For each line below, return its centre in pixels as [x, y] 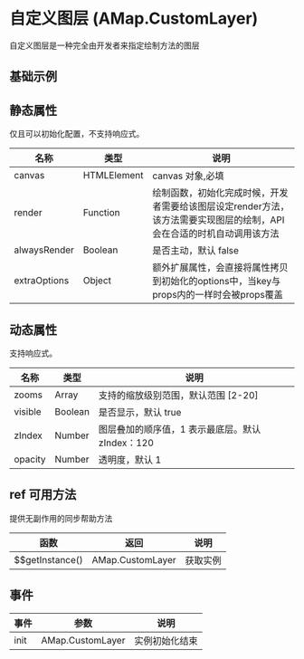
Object [97, 281]
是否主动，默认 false [196, 251]
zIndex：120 [126, 443]
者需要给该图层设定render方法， [221, 206]
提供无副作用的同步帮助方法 [61, 518]
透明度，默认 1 [130, 460]
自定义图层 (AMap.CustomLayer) [134, 19]
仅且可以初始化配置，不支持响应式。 [77, 134]
